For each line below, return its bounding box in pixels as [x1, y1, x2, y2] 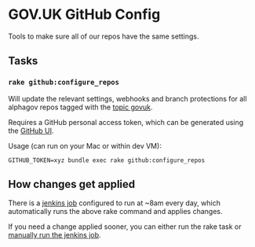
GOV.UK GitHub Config [8, 6, 161, 24]
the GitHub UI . [8, 126, 54, 135]
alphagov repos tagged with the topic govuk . [8, 102, 153, 112]
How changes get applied [8, 178, 136, 191]
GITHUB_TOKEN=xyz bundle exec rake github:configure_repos [8, 156, 206, 164]
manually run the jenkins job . [8, 230, 101, 240]
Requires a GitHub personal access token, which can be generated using [8, 117, 244, 127]
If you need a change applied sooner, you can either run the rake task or [8, 222, 242, 231]
